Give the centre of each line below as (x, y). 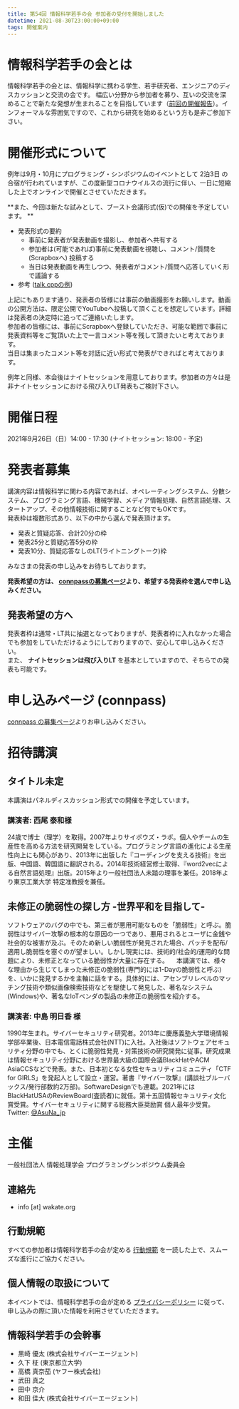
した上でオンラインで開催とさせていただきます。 (79, 192)
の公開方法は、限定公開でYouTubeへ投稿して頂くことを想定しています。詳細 (119, 309)
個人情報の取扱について (59, 1283)
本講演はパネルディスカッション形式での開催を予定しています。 (100, 800)
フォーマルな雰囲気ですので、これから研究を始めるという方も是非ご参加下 (122, 113)
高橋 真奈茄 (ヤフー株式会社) (59, 1372)
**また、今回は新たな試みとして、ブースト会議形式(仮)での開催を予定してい (118, 207)
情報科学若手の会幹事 (54, 1335)
